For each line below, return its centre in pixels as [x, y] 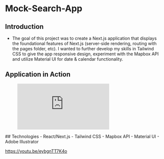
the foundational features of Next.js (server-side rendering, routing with [84, 44]
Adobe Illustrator [22, 141]
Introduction [24, 27]
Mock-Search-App [44, 9]
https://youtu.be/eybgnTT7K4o [36, 151]
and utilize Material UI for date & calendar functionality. [68, 59]
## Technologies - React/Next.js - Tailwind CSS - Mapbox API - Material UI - [82, 136]
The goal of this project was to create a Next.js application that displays [84, 38]
